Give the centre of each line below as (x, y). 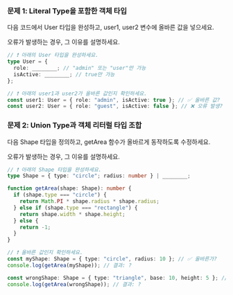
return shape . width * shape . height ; (73, 214)
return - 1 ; (35, 227)
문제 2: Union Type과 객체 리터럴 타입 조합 (75, 125)
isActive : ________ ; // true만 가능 (64, 74)
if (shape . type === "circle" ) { (60, 195)
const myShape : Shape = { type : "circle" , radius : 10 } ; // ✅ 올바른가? (112, 259)
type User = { (28, 62)
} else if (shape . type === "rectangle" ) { (76, 208)
